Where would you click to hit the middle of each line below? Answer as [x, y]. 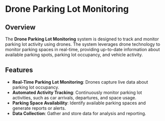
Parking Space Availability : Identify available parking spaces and [79, 103]
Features [19, 70]
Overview [21, 27]
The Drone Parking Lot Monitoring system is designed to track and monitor [82, 39]
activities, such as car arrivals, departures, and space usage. [74, 97]
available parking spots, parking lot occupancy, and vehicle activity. [74, 55]
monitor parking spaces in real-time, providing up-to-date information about [82, 49]
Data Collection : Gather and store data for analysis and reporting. [79, 113]
